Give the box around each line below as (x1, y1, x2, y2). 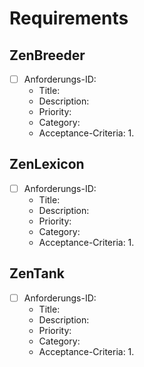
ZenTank (9, 265, 65, 282)
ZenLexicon (9, 156, 85, 173)
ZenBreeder (9, 47, 86, 64)
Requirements (9, 7, 129, 30)
